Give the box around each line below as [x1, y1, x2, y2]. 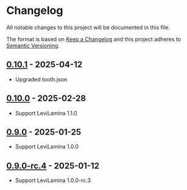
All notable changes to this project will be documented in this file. [6, 24, 171, 31]
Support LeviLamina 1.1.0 [15, 109, 77, 117]
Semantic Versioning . [6, 42, 60, 49]
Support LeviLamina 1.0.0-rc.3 [15, 177, 91, 184]
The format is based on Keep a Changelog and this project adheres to [6, 35, 182, 42]
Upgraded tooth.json [15, 75, 68, 83]
